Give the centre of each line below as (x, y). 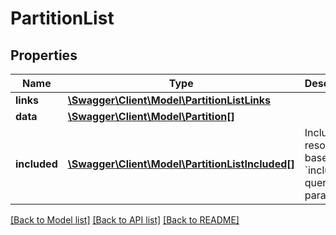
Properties (44, 55)
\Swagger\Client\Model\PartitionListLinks (169, 100)
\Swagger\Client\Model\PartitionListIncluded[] (181, 164)
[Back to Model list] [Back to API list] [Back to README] (125, 220)
